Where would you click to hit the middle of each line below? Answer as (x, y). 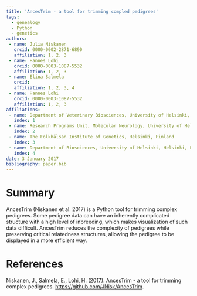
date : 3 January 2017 (33, 159)
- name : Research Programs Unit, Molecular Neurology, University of (95, 126)
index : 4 (24, 153)
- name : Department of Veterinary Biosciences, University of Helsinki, (99, 115)
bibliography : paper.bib (36, 164)
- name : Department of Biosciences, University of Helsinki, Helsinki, (98, 148)
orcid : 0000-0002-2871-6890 (48, 50)
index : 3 (24, 142)
